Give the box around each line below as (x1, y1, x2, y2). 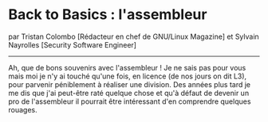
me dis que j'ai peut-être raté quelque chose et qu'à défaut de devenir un (8, 88, 250, 97)
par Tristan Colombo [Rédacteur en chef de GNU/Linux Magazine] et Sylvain (8, 32, 259, 41)
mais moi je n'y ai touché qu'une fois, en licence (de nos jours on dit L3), (8, 71, 247, 81)
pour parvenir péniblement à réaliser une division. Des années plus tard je (8, 79, 251, 89)
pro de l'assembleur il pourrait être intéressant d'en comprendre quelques (8, 97, 251, 106)
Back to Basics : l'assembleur (8, 6, 207, 24)
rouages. (8, 105, 37, 114)
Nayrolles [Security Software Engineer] (8, 40, 137, 49)
